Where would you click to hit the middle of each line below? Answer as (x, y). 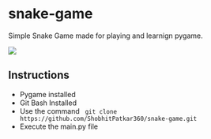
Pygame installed (48, 94)
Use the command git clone (68, 111)
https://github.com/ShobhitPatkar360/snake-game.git (108, 118)
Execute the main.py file (59, 126)
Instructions (39, 75)
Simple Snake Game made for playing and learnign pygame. (105, 36)
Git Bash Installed (48, 103)
